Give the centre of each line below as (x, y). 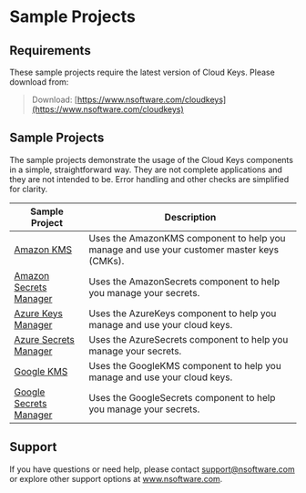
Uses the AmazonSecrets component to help (184, 282)
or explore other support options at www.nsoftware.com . (116, 478)
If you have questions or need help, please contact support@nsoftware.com (153, 469)
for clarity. (29, 189)
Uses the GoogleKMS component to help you (185, 365)
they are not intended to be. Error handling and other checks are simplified (149, 179)
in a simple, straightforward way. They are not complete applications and (146, 169)
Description (190, 217)
